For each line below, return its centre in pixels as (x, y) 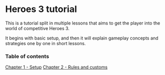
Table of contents (27, 56)
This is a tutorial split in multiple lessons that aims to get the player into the (83, 23)
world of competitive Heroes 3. (37, 28)
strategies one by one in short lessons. (45, 43)
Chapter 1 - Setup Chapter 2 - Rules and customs (56, 67)
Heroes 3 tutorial (41, 9)
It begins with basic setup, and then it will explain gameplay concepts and (82, 38)
